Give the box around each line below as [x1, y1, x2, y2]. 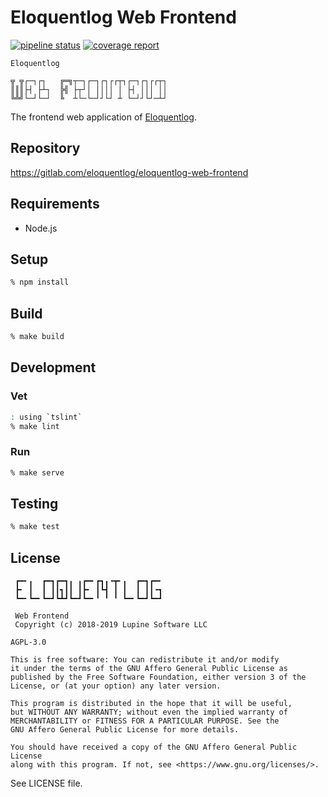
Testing [10, 495, 59, 512]
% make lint [10, 421, 60, 431]
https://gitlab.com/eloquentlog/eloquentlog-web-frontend [10, 166, 249, 178]
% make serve [10, 467, 65, 478]
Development [10, 359, 97, 376]
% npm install [10, 277, 70, 288]
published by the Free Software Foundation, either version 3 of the [10, 672, 307, 683]
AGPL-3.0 [10, 637, 47, 648]
